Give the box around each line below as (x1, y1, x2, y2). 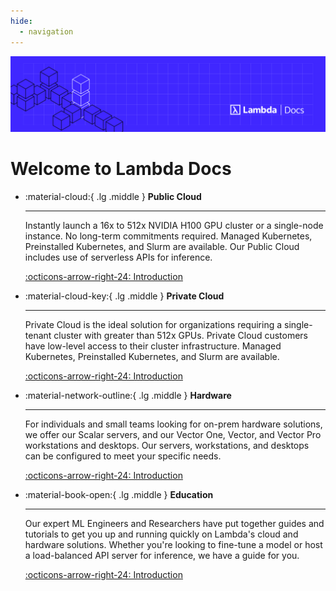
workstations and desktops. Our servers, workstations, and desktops (24, 439, 310, 451)
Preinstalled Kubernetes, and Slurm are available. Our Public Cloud (24, 240, 300, 252)
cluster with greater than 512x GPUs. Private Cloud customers (53, 329, 308, 341)
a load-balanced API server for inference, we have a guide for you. (24, 549, 300, 561)
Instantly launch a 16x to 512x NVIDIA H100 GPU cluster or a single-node (24, 219, 324, 231)
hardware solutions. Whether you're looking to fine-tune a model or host (24, 538, 323, 550)
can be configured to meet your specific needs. (24, 450, 222, 462)
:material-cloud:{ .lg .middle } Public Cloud (24, 190, 202, 202)
